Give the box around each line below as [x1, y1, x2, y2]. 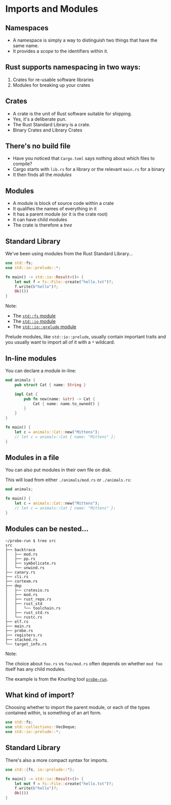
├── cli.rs [5, 574, 29, 579]
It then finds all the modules [12, 171, 72, 178]
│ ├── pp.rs [5, 556, 36, 561]
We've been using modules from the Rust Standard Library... [5, 251, 133, 257]
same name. [12, 43, 40, 49]
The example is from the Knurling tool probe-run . [5, 676, 108, 682]
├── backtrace [5, 547, 36, 552]
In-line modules [5, 354, 57, 362]
